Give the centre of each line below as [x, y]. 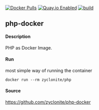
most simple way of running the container [49, 70]
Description [18, 36]
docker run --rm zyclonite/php [38, 80]
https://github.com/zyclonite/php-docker [48, 102]
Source [13, 91]
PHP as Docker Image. [29, 47]
